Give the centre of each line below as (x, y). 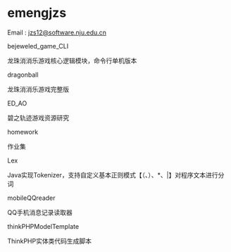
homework (23, 132)
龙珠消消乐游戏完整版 (38, 89)
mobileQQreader (31, 198)
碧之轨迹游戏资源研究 (38, 118)
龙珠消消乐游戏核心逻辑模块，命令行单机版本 (72, 61)
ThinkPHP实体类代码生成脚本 (49, 241)
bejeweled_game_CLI (38, 46)
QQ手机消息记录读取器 (40, 212)
